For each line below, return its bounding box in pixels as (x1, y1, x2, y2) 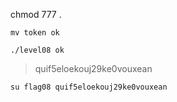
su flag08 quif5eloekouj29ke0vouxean (10, 82, 168, 92)
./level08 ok (10, 45, 65, 55)
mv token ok (10, 28, 60, 38)
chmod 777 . (10, 9, 62, 20)
